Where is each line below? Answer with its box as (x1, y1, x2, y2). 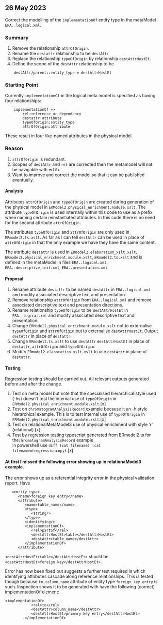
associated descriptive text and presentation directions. (12, 302, 124, 308)
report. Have (5, 480, 31, 486)
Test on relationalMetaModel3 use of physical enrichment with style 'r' (12, 422, 153, 427)
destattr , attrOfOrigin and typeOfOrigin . (12, 343, 96, 349)
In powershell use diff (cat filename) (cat (12, 443, 101, 448)
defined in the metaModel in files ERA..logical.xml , (5, 259, 108, 265)
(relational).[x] (12, 427, 41, 433)
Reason (5, 145, 23, 152)
